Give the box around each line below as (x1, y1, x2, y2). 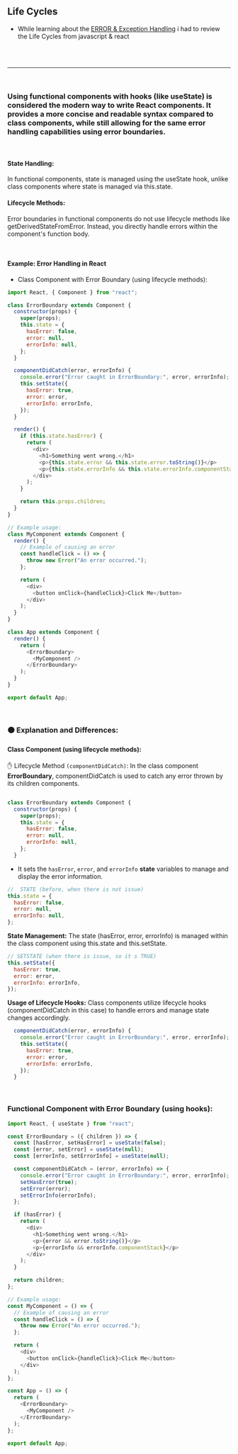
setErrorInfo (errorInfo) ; (20, 1192, 97, 1199)
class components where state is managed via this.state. (7, 182, 174, 191)
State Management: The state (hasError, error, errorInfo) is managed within (7, 932, 228, 940)
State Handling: (7, 159, 55, 167)
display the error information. (17, 872, 103, 881)
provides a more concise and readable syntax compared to (7, 109, 214, 119)
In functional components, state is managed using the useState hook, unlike (7, 175, 229, 184)
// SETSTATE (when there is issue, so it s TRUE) (7, 953, 157, 960)
